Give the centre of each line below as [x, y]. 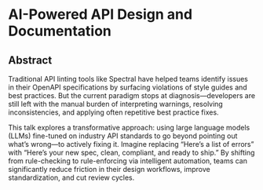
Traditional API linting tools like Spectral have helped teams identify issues [128, 79]
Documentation [60, 31]
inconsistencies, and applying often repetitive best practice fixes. [113, 112]
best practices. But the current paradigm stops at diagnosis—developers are [132, 95]
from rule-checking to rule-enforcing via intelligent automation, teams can [128, 161]
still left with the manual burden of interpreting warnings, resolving [116, 104]
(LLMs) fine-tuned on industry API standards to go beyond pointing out [123, 136]
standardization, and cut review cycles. [71, 177]
